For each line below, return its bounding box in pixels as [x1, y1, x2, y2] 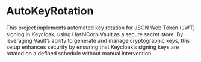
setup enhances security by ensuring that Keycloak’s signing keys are [6, 43, 179, 51]
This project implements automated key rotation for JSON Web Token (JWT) [6, 24, 196, 31]
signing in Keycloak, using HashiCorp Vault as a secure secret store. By [6, 30, 184, 37]
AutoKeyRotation [6, 4, 94, 18]
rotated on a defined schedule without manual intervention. [6, 49, 153, 57]
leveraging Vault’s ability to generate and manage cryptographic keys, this [6, 37, 190, 44]
